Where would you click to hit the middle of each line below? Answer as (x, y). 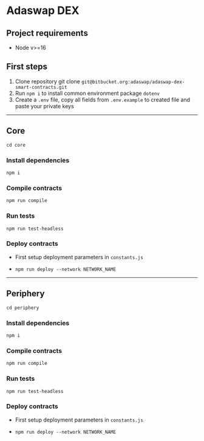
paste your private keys (44, 106)
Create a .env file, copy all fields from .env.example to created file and (102, 99)
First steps (27, 67)
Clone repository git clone (47, 81)
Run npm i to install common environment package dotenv (87, 93)
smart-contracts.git (41, 87)
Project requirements (47, 33)
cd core (16, 145)
